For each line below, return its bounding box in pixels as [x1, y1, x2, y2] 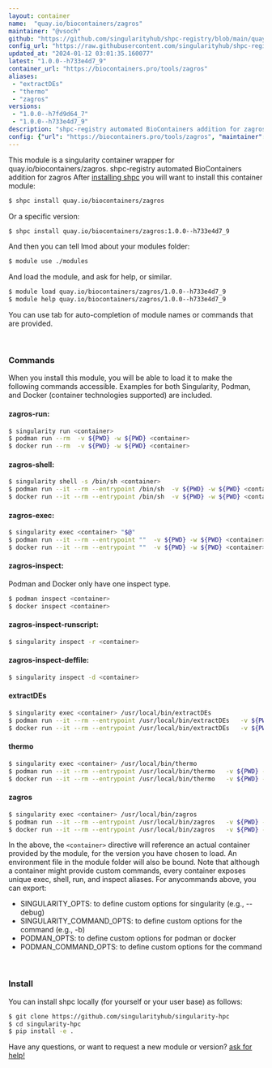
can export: [8, 883, 47, 893]
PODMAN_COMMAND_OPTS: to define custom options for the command [19, 942, 262, 952]
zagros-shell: [8, 460, 55, 469]
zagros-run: [8, 409, 50, 418]
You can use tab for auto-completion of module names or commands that [8, 310, 253, 319]
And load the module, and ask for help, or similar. [8, 272, 172, 282]
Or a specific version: [8, 211, 80, 221]
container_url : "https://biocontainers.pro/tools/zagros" [8, 65, 208, 73]
